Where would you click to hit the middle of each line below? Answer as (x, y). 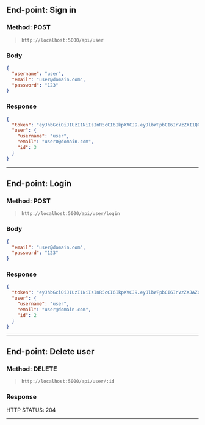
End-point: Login (39, 183)
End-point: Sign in (41, 10)
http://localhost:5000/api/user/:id (68, 382)
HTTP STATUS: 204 (31, 410)
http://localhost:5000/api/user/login (70, 214)
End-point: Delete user (50, 351)
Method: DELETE (32, 369)
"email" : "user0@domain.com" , (56, 142)
